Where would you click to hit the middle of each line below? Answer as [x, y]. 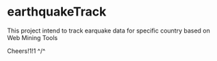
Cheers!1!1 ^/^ [26, 51]
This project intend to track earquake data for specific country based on [109, 30]
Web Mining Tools [33, 37]
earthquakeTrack [57, 12]
